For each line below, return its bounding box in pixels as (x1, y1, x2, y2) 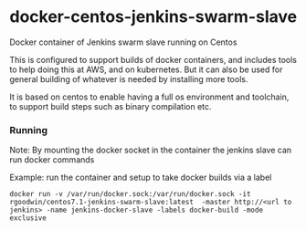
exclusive (9, 214, 47, 223)
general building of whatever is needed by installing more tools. (9, 73, 248, 84)
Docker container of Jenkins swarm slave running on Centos (9, 37, 237, 47)
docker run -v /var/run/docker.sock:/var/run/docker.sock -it (9, 190, 251, 199)
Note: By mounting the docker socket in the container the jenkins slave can (9, 144, 292, 156)
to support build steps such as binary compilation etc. (9, 100, 212, 111)
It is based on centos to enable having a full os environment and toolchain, (9, 91, 290, 102)
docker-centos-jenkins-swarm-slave (9, 6, 298, 27)
